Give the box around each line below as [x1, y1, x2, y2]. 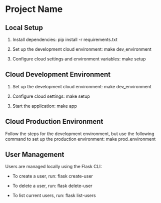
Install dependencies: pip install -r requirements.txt [12, 36, 117, 42]
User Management [5, 151, 64, 159]
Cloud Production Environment [5, 117, 103, 126]
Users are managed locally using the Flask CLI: [5, 164, 102, 170]
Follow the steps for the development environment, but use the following [5, 131, 154, 137]
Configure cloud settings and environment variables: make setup [12, 56, 146, 62]
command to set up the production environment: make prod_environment [5, 136, 156, 142]
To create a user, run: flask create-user [12, 173, 93, 179]
